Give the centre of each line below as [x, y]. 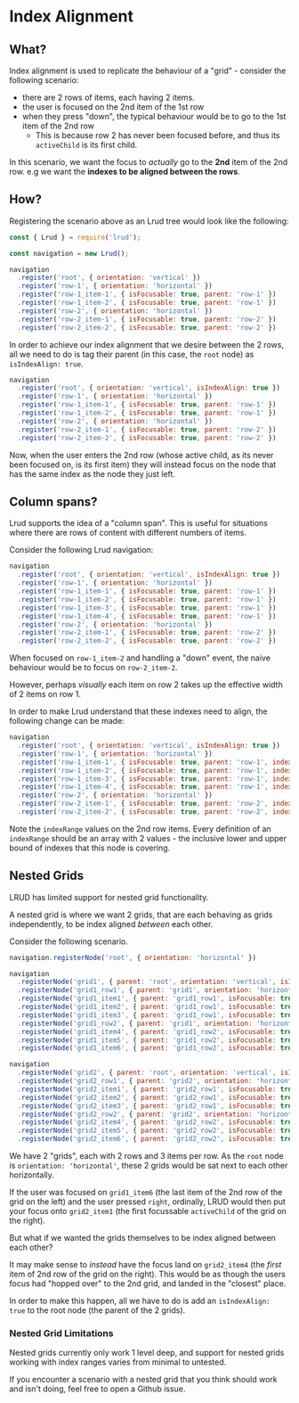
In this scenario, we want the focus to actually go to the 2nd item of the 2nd [149, 162]
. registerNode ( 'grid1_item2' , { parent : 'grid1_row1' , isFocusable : [147, 1007]
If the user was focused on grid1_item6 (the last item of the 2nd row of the [146, 1193]
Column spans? [53, 501]
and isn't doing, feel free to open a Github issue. [97, 1389]
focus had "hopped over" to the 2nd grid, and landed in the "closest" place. [148, 1284]
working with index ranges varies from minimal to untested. [118, 1362]
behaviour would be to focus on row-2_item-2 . [93, 668]
